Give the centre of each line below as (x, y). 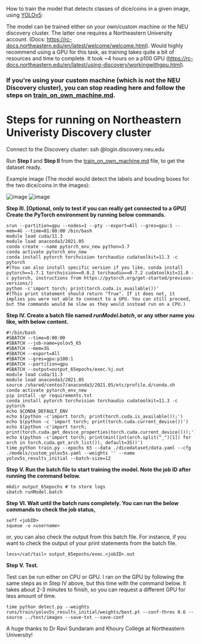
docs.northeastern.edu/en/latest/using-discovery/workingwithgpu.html (94, 65)
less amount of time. (31, 596)
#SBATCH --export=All (33, 353)
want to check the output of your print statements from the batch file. (92, 543)
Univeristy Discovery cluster (79, 133)
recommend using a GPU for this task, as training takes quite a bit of (90, 52)
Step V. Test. (22, 565)
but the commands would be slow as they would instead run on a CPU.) (96, 304)
